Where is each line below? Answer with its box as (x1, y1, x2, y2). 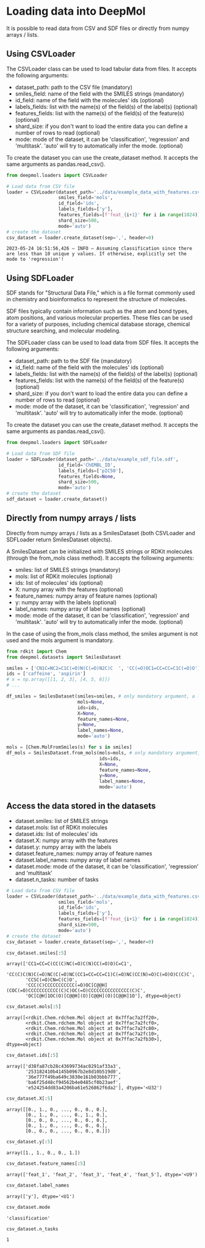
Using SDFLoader (6, 273, 74, 283)
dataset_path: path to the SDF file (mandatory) (15, 357, 132, 365)
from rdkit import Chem (6, 648, 67, 655)
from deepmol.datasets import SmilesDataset (6, 654, 121, 660)
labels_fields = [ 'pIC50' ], (58, 467, 124, 474)
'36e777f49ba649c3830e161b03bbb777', (25, 1074, 121, 1080)
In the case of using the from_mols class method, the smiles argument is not (6, 630, 198, 637)
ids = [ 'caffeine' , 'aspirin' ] (6, 671, 86, 677)
